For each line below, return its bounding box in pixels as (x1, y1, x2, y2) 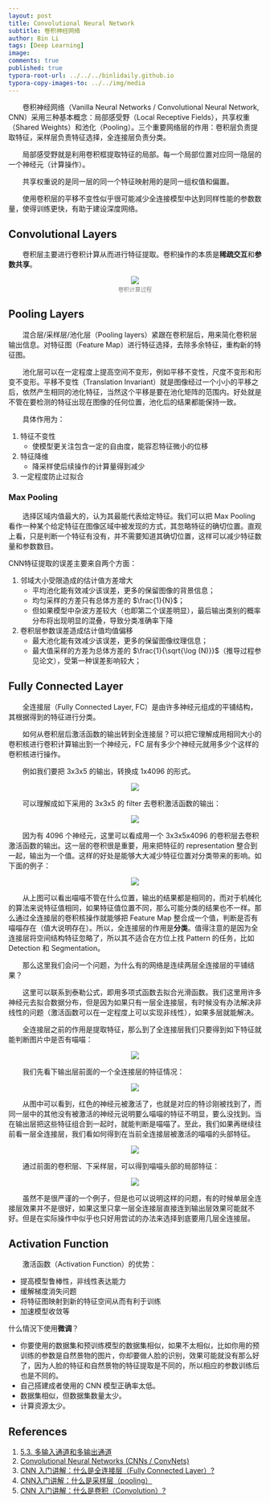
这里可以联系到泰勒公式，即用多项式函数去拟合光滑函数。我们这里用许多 (22, 987, 262, 997)
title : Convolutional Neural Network (8, 19, 135, 27)
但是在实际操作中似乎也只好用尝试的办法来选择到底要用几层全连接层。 (22, 1213, 255, 1222)
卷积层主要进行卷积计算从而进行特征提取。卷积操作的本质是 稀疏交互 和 (22, 250, 255, 260)
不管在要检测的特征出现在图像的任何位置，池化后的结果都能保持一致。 (8, 397, 241, 407)
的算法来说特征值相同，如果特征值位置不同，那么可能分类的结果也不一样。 (8, 903, 255, 912)
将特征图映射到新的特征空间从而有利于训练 (19, 1296, 162, 1306)
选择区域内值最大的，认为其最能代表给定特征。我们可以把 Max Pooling (22, 511, 256, 521)
